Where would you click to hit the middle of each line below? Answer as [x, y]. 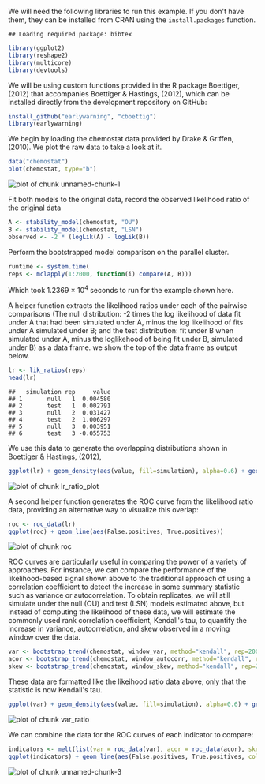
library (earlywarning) [45, 124]
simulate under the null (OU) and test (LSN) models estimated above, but [126, 604]
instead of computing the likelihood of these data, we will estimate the [122, 612]
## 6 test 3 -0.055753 [60, 433]
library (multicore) [40, 62]
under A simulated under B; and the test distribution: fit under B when [121, 331]
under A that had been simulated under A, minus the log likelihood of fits [126, 322]
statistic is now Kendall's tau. [55, 690]
